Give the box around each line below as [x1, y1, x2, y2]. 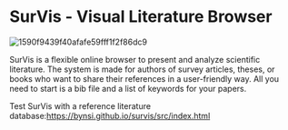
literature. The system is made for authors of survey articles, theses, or [9, 64, 275, 75]
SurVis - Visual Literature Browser [9, 6, 273, 27]
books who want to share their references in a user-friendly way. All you [9, 73, 280, 84]
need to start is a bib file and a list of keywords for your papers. [9, 83, 247, 94]
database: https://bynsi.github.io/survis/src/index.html [9, 110, 211, 121]
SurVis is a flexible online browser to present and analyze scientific [9, 54, 261, 65]
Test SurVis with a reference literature [9, 100, 152, 111]
